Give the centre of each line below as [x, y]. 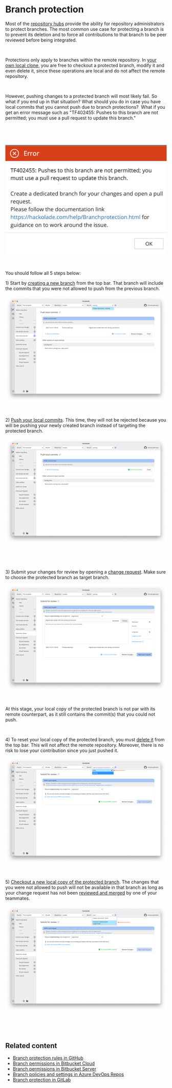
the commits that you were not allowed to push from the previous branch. [83, 288]
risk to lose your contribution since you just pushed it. [62, 750]
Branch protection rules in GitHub [48, 1058]
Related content [31, 1046]
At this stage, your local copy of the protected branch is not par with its [80, 709]
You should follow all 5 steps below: [43, 273]
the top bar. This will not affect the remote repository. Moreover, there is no [84, 745]
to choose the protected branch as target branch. [57, 578]
